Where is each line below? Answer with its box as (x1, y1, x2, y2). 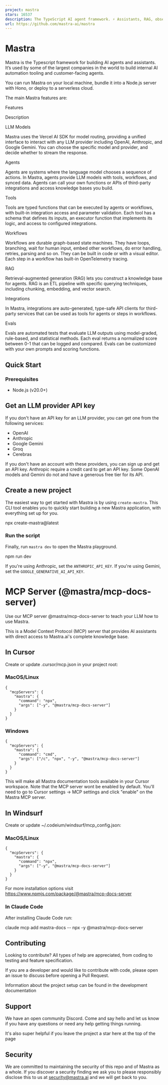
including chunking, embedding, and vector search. (5, 286, 111, 292)
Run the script (5, 532, 40, 539)
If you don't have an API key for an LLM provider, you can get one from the (5, 414, 159, 421)
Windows (5, 727, 29, 734)
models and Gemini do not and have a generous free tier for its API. (5, 472, 144, 478)
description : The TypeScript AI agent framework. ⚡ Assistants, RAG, (5, 17, 153, 22)
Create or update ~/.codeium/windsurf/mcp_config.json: (5, 822, 121, 828)
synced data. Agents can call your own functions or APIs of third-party (5, 180, 151, 186)
